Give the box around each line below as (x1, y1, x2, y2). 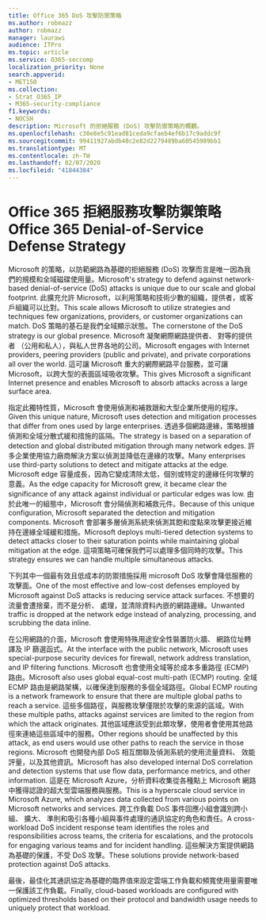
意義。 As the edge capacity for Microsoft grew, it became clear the (8, 479, 227, 489)
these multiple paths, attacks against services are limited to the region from (8, 709, 255, 719)
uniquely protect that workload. (8, 903, 111, 912)
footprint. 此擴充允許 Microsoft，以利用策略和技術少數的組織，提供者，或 (8, 293, 247, 302)
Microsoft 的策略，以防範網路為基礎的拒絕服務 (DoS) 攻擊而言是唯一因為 (8, 264, 245, 274)
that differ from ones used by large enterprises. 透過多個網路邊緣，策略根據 (8, 421, 255, 431)
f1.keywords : (8, 108, 51, 116)
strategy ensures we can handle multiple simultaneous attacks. (8, 554, 214, 564)
